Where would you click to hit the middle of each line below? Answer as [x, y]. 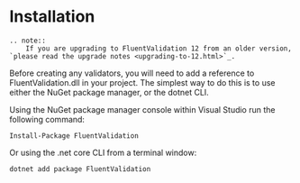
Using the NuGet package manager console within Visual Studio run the [142, 109]
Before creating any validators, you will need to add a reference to [132, 73]
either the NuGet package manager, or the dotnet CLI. [109, 92]
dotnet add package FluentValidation [80, 169]
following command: [47, 119]
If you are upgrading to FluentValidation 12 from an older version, [159, 48]
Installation [52, 17]
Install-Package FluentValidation [74, 136]
